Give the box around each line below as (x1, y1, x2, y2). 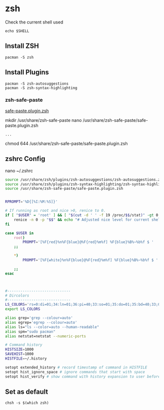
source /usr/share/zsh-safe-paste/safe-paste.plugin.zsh (5, 186, 123, 191)
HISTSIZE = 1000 (5, 347, 34, 352)
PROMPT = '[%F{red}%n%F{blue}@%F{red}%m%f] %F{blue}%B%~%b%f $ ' (22, 240, 154, 245)
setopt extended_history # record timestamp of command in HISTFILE (5, 365, 147, 370)
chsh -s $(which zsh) (5, 401, 49, 406)
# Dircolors (5, 293, 29, 298)
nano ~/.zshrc (5, 167, 33, 174)
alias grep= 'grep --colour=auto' (5, 316, 73, 320)
